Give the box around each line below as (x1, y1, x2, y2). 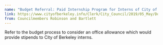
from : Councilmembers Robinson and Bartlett (4, 16, 96, 21)
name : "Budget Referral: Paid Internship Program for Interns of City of (4, 7, 158, 12)
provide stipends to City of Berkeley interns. (4, 34, 93, 40)
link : (4, 12, 16, 16)
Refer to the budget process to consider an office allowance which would (4, 30, 151, 35)
